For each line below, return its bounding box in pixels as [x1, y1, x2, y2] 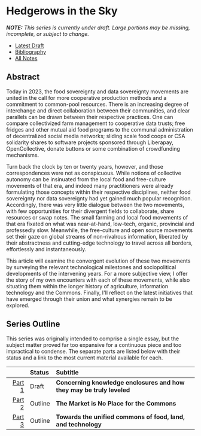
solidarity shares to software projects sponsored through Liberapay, [6, 139, 173, 146]
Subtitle [56, 368, 79, 376]
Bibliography [14, 48, 47, 55]
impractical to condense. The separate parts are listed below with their [6, 347, 181, 355]
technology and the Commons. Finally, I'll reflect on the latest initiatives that [6, 289, 193, 296]
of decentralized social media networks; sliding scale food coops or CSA [6, 132, 185, 139]
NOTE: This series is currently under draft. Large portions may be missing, [6, 24, 190, 31]
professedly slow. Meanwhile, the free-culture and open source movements [6, 226, 193, 234]
